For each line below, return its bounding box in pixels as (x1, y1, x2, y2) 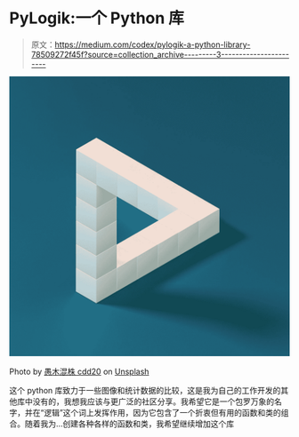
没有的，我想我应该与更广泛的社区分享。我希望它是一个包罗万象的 (32, 396, 274, 407)
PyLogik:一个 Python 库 (9, 8, 185, 28)
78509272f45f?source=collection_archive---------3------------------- (30, 49, 289, 60)
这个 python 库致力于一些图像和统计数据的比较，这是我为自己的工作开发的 (9, 385, 281, 395)
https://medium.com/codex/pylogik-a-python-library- (54, 39, 251, 50)
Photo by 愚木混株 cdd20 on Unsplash (9, 366, 149, 377)
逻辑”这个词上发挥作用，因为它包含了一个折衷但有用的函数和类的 (44, 407, 282, 417)
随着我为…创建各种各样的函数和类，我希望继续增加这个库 (24, 418, 235, 429)
